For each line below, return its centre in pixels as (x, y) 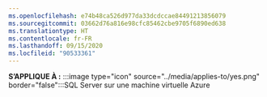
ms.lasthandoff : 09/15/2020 (56, 46)
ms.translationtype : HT (49, 31)
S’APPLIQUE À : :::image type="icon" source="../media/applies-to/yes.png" (134, 76)
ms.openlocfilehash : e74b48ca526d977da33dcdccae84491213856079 (117, 16)
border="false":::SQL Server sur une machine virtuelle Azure (109, 85)
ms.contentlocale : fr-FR (50, 38)
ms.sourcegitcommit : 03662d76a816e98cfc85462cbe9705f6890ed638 (117, 23)
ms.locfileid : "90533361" (52, 53)
